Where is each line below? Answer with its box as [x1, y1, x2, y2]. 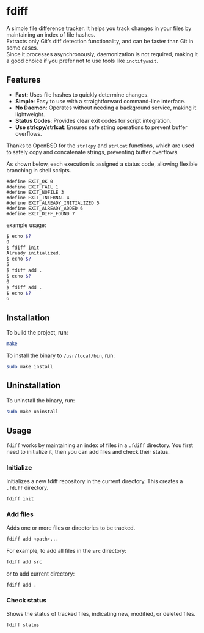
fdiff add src [6, 558, 43, 565]
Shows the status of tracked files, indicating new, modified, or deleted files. [6, 610, 196, 617]
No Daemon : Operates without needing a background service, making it [15, 104, 197, 111]
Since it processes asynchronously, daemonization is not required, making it [6, 50, 199, 57]
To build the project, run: [6, 329, 68, 336]
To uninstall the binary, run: [6, 396, 75, 404]
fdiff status [6, 622, 40, 628]
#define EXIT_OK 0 [6, 179, 53, 185]
